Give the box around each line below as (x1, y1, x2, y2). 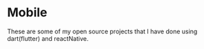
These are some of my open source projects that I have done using (7, 27, 198, 35)
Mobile (7, 5, 48, 20)
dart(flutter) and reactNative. (7, 34, 89, 42)
